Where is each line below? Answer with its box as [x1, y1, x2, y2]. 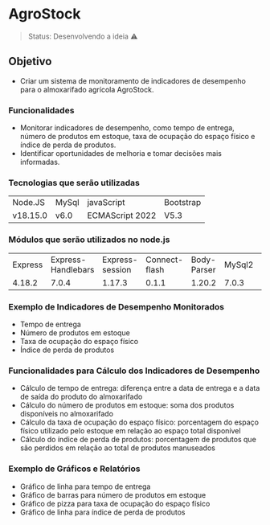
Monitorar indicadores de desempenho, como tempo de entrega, [19, 123, 235, 133]
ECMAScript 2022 [87, 210, 157, 221]
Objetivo [8, 55, 52, 68]
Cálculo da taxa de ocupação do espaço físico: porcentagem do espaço [19, 417, 260, 427]
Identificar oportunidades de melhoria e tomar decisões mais [19, 149, 223, 158]
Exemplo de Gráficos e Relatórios [8, 463, 141, 474]
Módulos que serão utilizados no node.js [8, 234, 170, 245]
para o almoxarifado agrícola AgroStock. [19, 84, 154, 94]
